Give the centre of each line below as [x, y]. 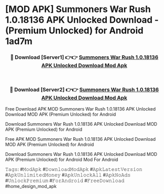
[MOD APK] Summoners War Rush [78, 9]
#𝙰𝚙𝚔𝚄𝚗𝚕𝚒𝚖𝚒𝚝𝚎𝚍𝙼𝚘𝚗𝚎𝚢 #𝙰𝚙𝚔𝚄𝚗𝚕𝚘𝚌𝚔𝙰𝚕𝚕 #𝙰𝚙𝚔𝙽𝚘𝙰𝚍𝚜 [68, 175]
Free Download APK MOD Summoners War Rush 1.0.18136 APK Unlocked [80, 109]
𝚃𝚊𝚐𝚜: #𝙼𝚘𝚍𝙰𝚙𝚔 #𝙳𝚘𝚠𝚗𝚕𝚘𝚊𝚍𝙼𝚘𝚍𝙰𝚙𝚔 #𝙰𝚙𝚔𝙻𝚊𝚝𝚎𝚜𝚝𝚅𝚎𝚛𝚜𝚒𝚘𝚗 [74, 169]
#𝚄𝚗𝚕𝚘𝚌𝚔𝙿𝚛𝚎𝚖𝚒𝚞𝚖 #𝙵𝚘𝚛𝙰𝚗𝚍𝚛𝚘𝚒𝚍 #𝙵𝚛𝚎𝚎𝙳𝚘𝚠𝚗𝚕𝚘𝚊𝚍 [65, 180]
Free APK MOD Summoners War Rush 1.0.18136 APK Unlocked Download [80, 139]
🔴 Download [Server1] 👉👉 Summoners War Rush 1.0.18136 [84, 57]
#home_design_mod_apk [31, 186]
